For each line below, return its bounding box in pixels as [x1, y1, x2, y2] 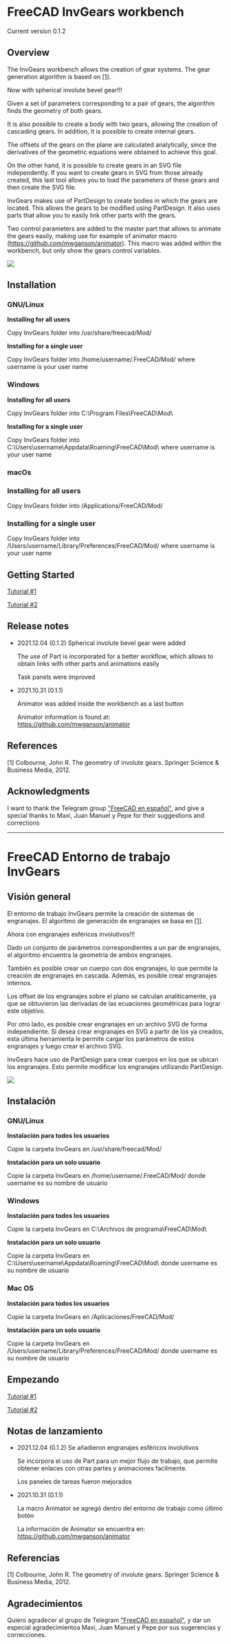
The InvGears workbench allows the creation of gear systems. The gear [7, 65, 211, 73]
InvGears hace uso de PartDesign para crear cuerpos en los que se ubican [7, 1055, 219, 1064]
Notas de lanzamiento [7, 1425, 103, 1437]
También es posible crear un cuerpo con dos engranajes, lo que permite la [7, 964, 218, 972]
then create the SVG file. [7, 183, 77, 191]
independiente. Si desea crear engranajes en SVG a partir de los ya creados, [7, 1027, 224, 1035]
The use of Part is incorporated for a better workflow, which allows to [16, 652, 214, 660]
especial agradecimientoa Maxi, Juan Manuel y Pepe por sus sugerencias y [7, 1623, 221, 1632]
